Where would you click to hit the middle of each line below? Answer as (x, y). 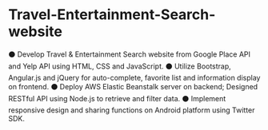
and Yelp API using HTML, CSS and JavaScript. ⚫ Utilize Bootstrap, (120, 66)
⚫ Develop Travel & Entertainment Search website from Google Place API (129, 54)
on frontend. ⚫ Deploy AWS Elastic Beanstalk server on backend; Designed (133, 86)
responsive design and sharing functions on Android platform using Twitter (132, 110)
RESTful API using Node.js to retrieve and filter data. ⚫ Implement (117, 98)
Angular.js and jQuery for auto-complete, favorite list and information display (134, 77)
